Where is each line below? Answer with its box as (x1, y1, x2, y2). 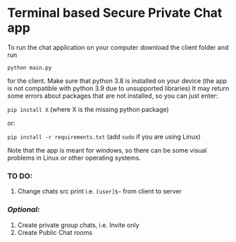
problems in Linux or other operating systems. (7, 153, 141, 162)
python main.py (7, 64, 52, 71)
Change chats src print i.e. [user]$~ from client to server (17, 187, 182, 196)
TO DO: (7, 171, 33, 181)
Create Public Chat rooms (17, 228, 93, 236)
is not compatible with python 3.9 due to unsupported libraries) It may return (7, 84, 230, 92)
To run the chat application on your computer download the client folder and (7, 43, 229, 51)
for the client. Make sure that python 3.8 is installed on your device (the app (7, 76, 228, 85)
